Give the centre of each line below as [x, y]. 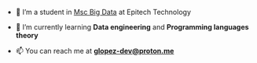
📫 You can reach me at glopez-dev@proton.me [95, 51]
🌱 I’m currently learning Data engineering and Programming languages [132, 27]
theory [27, 35]
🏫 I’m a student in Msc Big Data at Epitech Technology [103, 12]
